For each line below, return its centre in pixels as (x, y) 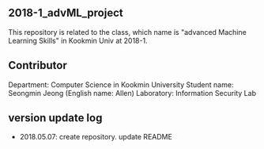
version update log (55, 118)
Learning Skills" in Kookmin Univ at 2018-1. (78, 40)
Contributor (38, 65)
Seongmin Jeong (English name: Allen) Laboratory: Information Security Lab (132, 93)
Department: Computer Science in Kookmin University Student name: (121, 84)
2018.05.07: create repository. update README (96, 137)
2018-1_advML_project (66, 13)
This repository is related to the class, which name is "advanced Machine (127, 32)
